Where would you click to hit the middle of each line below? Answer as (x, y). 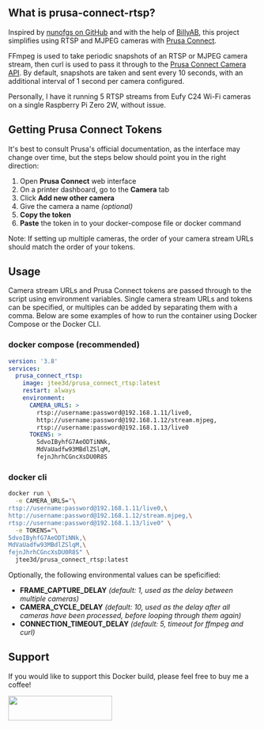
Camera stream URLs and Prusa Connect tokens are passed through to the (130, 290)
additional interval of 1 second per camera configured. (96, 81)
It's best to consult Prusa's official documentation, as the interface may (124, 149)
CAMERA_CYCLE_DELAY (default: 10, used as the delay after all (125, 607)
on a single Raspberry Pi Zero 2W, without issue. (87, 104)
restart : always (49, 391)
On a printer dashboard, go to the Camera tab (94, 189)
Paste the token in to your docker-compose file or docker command (130, 223)
